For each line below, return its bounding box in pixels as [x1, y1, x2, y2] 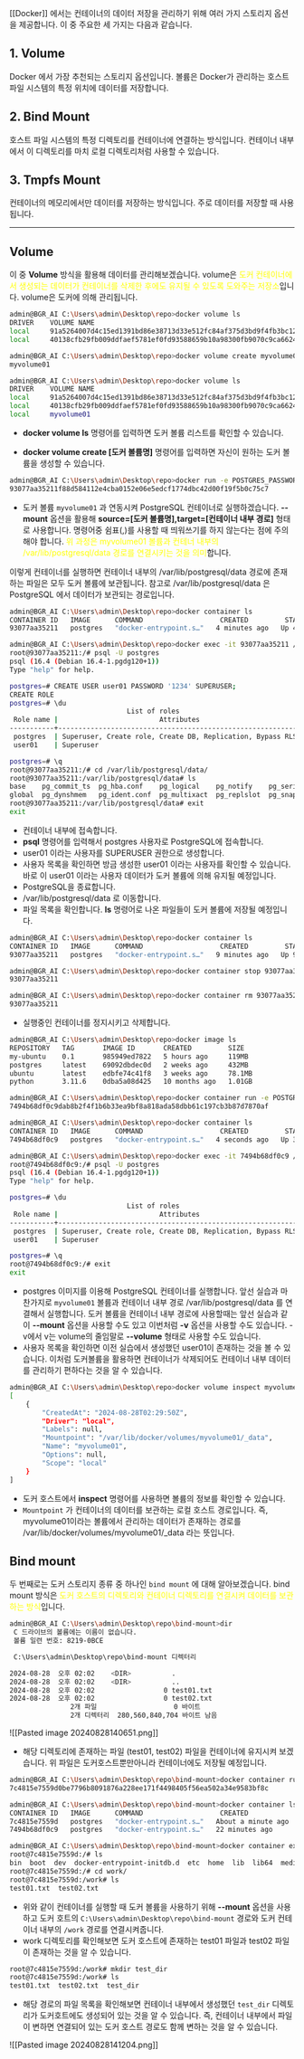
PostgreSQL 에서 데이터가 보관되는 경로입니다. [9, 589, 175, 600]
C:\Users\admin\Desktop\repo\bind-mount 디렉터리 [13, 1652, 197, 1662]
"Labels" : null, [42, 1425, 103, 1434]
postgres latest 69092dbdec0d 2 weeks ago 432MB [9, 1060, 249, 1069]
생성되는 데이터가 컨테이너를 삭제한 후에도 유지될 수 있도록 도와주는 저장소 [18, 280, 280, 291]
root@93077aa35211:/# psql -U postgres [9, 649, 160, 658]
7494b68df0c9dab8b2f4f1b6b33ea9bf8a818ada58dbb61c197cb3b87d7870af [9, 1102, 270, 1111]
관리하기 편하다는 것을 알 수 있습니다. [32, 1365, 163, 1375]
